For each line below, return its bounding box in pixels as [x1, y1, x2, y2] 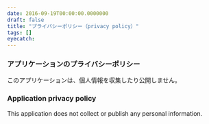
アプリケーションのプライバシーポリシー [7, 60, 140, 69]
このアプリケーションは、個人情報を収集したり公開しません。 [7, 76, 182, 84]
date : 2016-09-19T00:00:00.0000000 [7, 10, 109, 17]
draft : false [7, 16, 45, 23]
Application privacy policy [7, 94, 97, 103]
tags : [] [7, 29, 32, 36]
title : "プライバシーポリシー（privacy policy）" [7, 23, 139, 29]
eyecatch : [7, 36, 36, 42]
